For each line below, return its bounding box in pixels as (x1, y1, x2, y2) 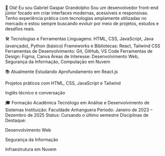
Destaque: (5, 117, 26, 123)
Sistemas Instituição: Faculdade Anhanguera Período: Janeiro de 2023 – (5, 107, 153, 113)
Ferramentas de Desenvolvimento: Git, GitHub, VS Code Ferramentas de (5, 48, 153, 54)
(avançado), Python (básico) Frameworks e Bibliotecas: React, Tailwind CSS (5, 43, 161, 49)
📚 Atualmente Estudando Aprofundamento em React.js (5, 69, 118, 75)
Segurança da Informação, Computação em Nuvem (5, 59, 110, 65)
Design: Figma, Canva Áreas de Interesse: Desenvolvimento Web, (5, 54, 139, 59)
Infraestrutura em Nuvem (5, 147, 57, 152)
